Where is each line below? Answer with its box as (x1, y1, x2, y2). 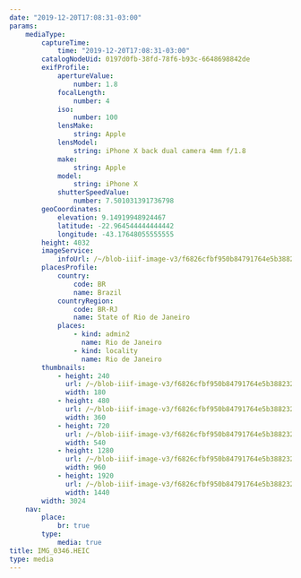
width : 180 (65, 388, 106, 397)
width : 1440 (65, 487, 110, 497)
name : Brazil (73, 288, 123, 297)
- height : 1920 (56, 471, 115, 480)
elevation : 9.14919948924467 (56, 212, 167, 222)
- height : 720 (56, 421, 110, 430)
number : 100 (73, 113, 118, 122)
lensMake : (56, 122, 94, 131)
